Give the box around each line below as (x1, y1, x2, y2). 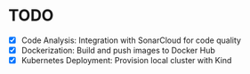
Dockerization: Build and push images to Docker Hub (20, 45, 215, 55)
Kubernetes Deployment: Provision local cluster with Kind (20, 55, 232, 66)
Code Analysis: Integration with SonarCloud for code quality (20, 35, 242, 45)
